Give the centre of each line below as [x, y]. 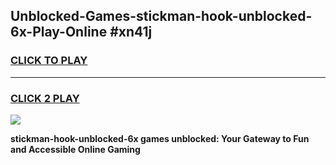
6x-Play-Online [59, 32]
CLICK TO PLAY [49, 61]
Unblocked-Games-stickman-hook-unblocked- [161, 16]
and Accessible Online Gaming [75, 149]
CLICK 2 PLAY [45, 98]
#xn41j [131, 32]
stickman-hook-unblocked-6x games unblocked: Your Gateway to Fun [160, 138]
